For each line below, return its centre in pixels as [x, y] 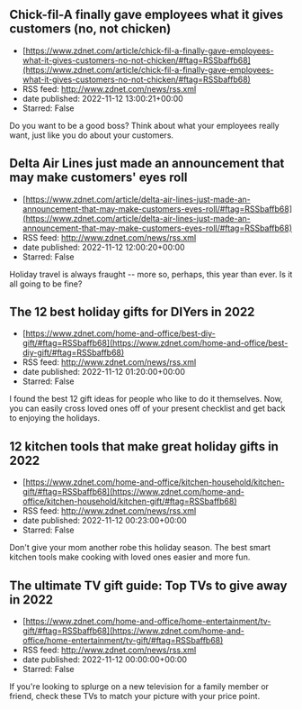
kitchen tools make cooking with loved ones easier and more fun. [130, 557]
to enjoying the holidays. [55, 418]
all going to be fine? [46, 284]
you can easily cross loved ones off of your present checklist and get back [147, 408]
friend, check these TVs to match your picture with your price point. [135, 696]
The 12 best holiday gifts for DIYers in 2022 [132, 312]
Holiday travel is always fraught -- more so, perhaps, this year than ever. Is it [151, 274]
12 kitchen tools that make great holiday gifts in [144, 446]
